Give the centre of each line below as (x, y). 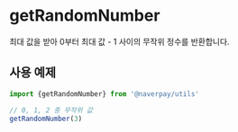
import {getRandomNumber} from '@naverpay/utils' (105, 94)
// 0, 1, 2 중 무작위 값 (51, 110)
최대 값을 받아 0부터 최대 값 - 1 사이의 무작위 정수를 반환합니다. (119, 41)
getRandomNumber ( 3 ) (46, 119)
